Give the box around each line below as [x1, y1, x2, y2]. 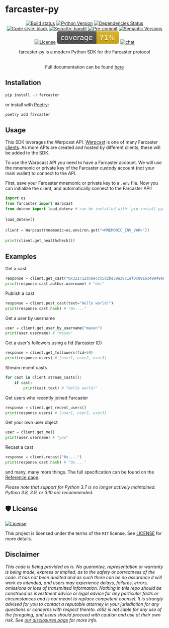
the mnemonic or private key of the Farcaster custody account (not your [5, 165, 155, 171]
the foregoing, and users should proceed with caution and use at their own [5, 611, 161, 617]
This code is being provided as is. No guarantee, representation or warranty [5, 564, 163, 570]
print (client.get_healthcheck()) [5, 238, 75, 244]
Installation [5, 78, 41, 87]
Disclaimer [5, 550, 40, 559]
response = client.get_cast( [5, 276, 66, 281]
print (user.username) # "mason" [5, 331, 73, 336]
